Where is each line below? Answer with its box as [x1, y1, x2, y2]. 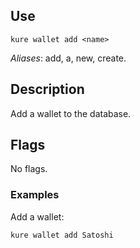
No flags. [10, 163, 48, 175]
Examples [10, 188, 60, 202]
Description [10, 81, 85, 98]
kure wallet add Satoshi [10, 230, 114, 240]
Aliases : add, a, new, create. [10, 52, 127, 64]
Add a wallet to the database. [10, 107, 132, 119]
